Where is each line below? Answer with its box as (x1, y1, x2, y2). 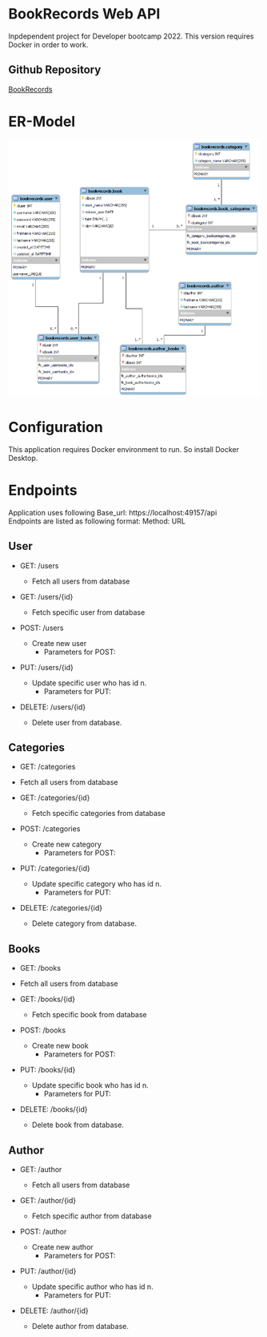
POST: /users (19, 623, 64, 632)
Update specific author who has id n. (31, 1282, 153, 1291)
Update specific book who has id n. (31, 1081, 149, 1090)
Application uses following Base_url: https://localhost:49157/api (8, 507, 217, 517)
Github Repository (8, 63, 102, 77)
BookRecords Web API (8, 5, 161, 23)
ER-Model (8, 112, 76, 131)
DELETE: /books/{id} (19, 1105, 88, 1114)
